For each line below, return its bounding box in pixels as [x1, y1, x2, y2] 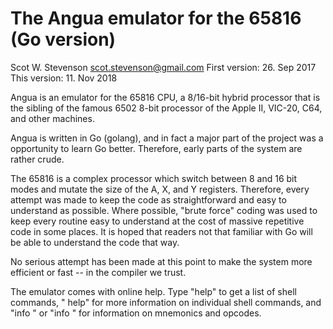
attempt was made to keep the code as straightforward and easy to [10, 193, 287, 206]
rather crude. [10, 153, 65, 165]
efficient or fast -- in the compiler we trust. [10, 266, 187, 278]
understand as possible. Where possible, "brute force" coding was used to [10, 204, 318, 216]
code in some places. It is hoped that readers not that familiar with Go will [10, 225, 313, 237]
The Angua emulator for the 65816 [10, 7, 302, 30]
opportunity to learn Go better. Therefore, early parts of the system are [10, 142, 303, 154]
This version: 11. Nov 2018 [10, 72, 118, 84]
